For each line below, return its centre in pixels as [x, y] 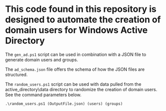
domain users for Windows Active [76, 30]
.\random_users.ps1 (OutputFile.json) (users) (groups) [64, 104]
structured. [17, 74]
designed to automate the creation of [83, 20]
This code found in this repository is [81, 9]
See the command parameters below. [43, 95]
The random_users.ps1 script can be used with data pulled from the [73, 84]
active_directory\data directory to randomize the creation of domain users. [81, 89]
